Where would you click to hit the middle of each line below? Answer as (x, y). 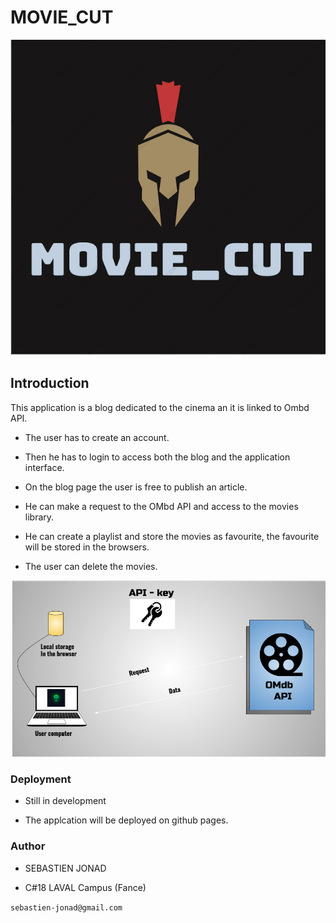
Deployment (41, 779)
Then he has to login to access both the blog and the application (157, 457)
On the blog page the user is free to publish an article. (136, 487)
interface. (44, 467)
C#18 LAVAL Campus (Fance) (85, 887)
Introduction (50, 383)
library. (39, 517)
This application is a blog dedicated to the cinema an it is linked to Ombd (160, 407)
